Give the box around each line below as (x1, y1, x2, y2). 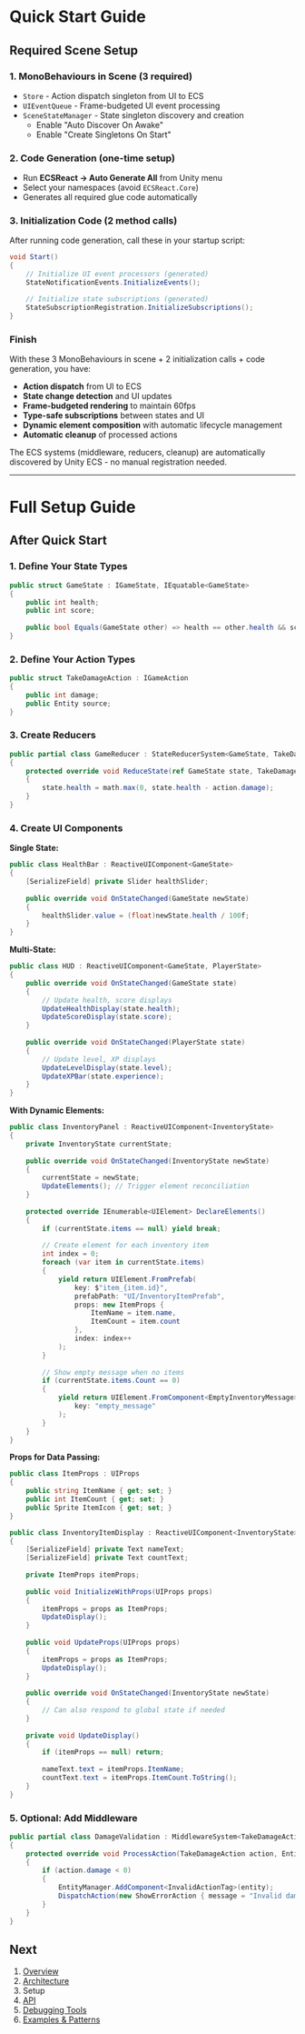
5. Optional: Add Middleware (9, 1811, 138, 1824)
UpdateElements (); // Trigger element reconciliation (42, 1182, 250, 1191)
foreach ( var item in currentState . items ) (42, 1257, 205, 1267)
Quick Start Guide (9, 6, 147, 27)
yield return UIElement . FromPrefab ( (57, 1275, 197, 1284)
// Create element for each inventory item (42, 1241, 209, 1250)
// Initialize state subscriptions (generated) (25, 294, 209, 304)
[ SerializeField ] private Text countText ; (25, 1553, 189, 1563)
